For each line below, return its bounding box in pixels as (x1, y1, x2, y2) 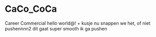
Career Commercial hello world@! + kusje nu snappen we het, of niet (5, 20, 151, 26)
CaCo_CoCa (5, 3, 57, 15)
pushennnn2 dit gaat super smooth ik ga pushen (5, 25, 107, 31)
